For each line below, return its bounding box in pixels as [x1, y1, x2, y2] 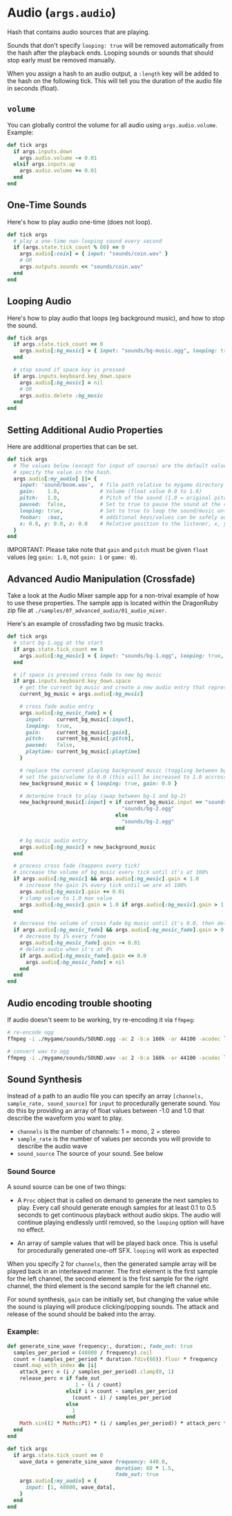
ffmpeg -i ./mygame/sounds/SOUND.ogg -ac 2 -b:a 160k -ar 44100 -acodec [7, 1035, 221, 1042]
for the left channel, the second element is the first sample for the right [7, 1274, 209, 1283]
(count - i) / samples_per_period [72, 1394, 171, 1401]
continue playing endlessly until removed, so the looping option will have [17, 1218, 224, 1227]
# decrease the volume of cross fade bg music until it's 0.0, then [13, 920, 215, 927]
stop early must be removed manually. [7, 55, 116, 64]
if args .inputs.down [13, 148, 72, 155]
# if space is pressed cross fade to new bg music [13, 671, 162, 678]
